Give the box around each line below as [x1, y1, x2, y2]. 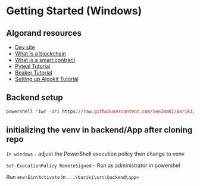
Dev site [14, 44, 35, 51]
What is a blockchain [14, 50, 67, 57]
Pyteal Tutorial [14, 63, 51, 70]
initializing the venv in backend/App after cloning [6, 125, 193, 135]
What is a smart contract [14, 57, 76, 63]
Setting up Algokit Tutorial [14, 76, 79, 82]
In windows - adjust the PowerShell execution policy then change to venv [6, 150, 185, 157]
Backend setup [6, 92, 64, 103]
